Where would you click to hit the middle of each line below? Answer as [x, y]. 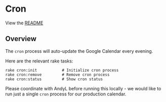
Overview [21, 39]
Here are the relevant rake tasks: [39, 61]
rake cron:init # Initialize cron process [62, 70]
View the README [24, 23]
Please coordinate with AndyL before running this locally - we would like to [83, 88]
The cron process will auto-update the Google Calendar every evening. [79, 51]
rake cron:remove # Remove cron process [57, 75]
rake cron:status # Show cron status [54, 79]
